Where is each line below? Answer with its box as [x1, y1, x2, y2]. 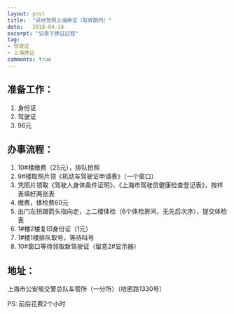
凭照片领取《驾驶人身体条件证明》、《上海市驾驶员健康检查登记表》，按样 [17, 181, 223, 189]
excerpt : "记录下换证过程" [7, 29, 79, 37]
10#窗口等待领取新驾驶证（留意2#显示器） [17, 243, 140, 251]
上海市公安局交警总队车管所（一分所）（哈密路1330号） [7, 285, 166, 293]
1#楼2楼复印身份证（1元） [17, 225, 92, 233]
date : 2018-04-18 [7, 23, 64, 30]
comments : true [7, 56, 52, 63]
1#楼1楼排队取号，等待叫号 [17, 233, 95, 242]
